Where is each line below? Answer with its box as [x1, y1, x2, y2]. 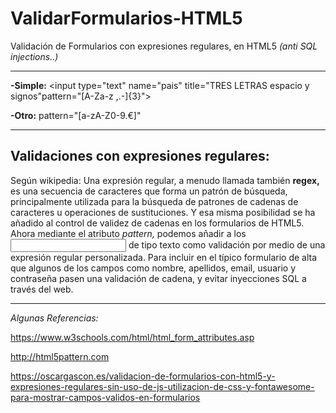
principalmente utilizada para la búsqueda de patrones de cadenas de [10, 195, 299, 207]
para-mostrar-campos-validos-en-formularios [10, 391, 201, 403]
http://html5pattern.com [10, 350, 110, 362]
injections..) [10, 50, 59, 62]
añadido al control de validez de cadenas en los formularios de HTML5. [10, 217, 305, 229]
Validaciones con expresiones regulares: [10, 148, 270, 165]
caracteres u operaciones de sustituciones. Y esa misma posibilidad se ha [10, 206, 316, 218]
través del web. [10, 283, 74, 295]
